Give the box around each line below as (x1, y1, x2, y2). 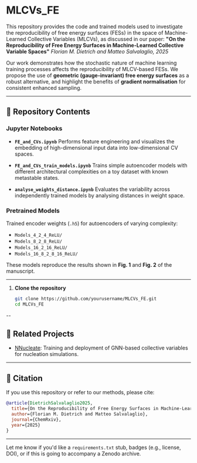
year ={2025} (11, 422, 41, 428)
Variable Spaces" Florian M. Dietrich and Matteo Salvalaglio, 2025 (6, 48, 169, 55)
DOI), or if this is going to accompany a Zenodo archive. (6, 450, 141, 457)
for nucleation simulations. (14, 351, 79, 358)
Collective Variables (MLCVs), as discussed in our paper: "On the (27, 35, 186, 42)
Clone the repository (14, 284, 66, 291)
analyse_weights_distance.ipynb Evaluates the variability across (14, 186, 170, 193)
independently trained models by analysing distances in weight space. (14, 192, 185, 199)
